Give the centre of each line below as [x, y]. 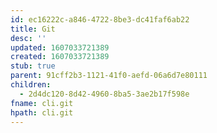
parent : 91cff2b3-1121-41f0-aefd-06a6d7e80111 [109, 76]
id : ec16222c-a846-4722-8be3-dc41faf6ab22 [100, 19]
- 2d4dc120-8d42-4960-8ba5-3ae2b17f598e [104, 94]
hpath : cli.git [42, 112]
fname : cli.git [42, 103]
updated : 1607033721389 [60, 47]
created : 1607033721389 [60, 57]
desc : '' [28, 38]
